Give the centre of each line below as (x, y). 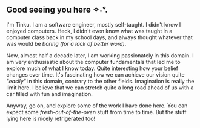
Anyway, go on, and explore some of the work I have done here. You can (97, 106)
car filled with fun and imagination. (49, 94)
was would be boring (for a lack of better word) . (66, 43)
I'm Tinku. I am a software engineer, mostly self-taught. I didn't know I (94, 24)
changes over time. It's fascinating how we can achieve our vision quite (95, 74)
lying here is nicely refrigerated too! (51, 118)
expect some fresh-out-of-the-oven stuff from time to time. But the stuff (96, 112)
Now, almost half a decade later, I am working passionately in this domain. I (100, 55)
